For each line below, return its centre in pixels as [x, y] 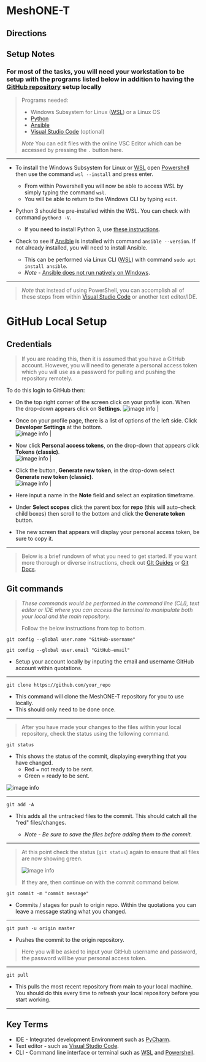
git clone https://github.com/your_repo [59, 685]
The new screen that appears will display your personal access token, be [107, 532]
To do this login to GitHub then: [46, 391]
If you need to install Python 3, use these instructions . [92, 229]
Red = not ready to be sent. [59, 770]
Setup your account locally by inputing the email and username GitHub [105, 662]
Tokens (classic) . [37, 452]
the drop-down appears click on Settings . [68, 409]
